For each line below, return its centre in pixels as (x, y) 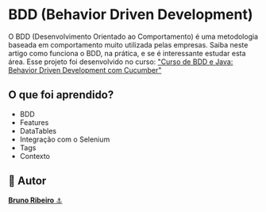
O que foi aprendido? (61, 95)
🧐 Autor (27, 181)
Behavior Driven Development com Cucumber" (85, 70)
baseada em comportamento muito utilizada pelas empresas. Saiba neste (128, 44)
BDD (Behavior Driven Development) (131, 15)
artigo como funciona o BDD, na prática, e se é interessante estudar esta (127, 53)
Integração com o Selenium (65, 139)
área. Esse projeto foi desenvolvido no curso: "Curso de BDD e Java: (121, 62)
